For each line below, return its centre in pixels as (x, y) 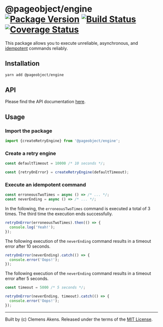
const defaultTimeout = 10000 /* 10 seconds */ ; (55, 163)
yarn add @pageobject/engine (34, 75)
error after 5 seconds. (27, 279)
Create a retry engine (31, 153)
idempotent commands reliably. (36, 48)
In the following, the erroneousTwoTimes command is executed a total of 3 (78, 209)
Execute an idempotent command (46, 184)
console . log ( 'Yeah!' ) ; (32, 227)
